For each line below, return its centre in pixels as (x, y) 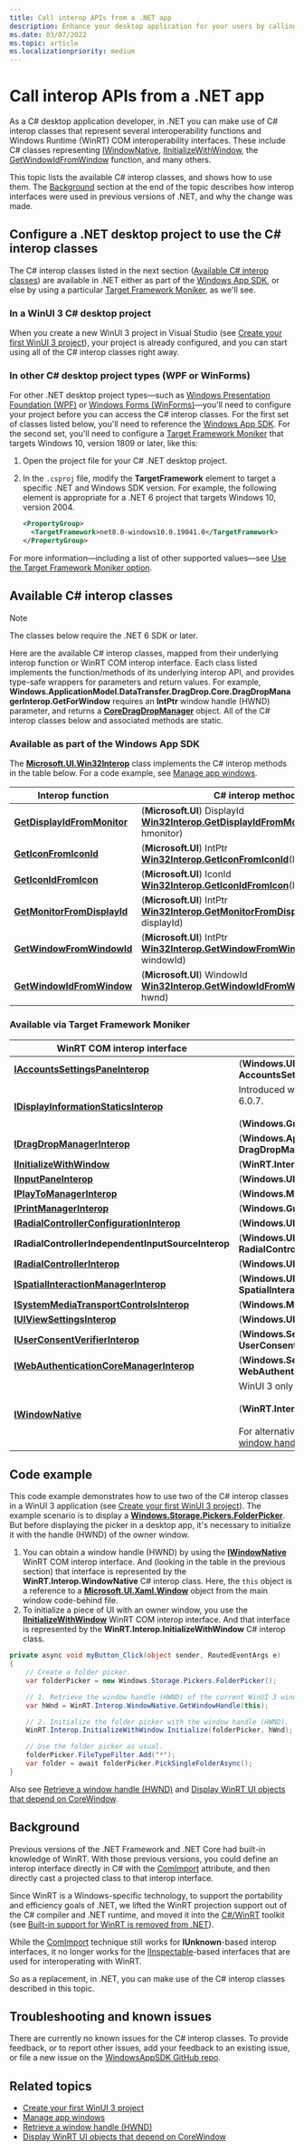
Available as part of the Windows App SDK (105, 743)
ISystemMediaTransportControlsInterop (102, 1305)
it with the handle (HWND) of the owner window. (100, 1534)
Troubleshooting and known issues (111, 2017)
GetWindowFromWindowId (73, 949)
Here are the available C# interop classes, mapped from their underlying (144, 653)
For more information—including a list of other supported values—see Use (148, 559)
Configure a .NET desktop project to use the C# (146, 235)
